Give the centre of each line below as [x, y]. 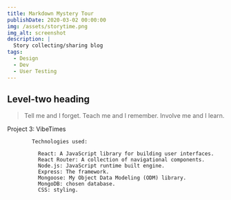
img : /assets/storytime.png [48, 26]
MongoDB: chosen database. [77, 184]
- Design [26, 59]
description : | [29, 39]
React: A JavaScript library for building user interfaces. [126, 154]
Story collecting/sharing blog [58, 46]
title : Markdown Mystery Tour [51, 13]
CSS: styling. [58, 190]
